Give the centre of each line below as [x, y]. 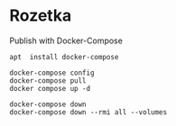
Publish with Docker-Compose [66, 40]
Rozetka [41, 16]
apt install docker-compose [64, 57]
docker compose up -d [50, 88]
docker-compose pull [48, 81]
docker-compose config [52, 73]
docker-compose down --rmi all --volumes [88, 112]
